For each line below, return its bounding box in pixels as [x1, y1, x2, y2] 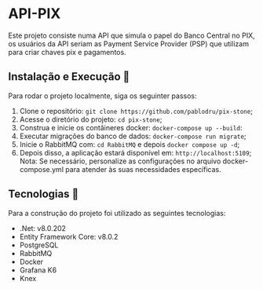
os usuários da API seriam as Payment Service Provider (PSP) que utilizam [8, 38, 250, 48]
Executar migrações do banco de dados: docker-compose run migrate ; [19, 131, 247, 141]
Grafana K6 [19, 265, 57, 275]
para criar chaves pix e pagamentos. [8, 47, 127, 57]
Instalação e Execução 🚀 [8, 70, 130, 83]
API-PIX [8, 5, 61, 23]
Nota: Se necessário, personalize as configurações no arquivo [19, 156, 221, 166]
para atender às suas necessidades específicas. [65, 164, 221, 174]
